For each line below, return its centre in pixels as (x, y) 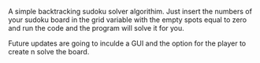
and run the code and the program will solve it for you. (97, 28)
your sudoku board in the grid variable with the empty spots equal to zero (127, 20)
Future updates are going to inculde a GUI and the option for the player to (127, 43)
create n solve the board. (49, 52)
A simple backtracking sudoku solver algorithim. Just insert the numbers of (130, 11)
